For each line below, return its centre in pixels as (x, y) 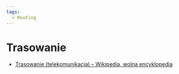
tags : (13, 12)
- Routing (24, 18)
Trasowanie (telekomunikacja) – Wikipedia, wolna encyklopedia (94, 64)
